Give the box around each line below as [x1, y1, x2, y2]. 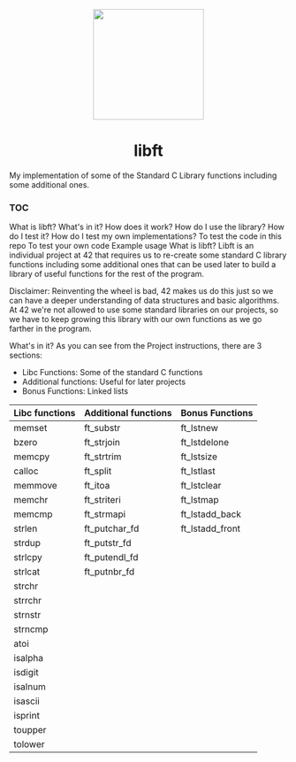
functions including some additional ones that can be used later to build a [9, 259, 277, 270]
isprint [13, 710, 40, 722]
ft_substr [83, 422, 121, 435]
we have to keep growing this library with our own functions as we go [9, 314, 262, 325]
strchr [13, 580, 39, 592]
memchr [13, 494, 49, 506]
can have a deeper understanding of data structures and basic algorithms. [9, 296, 280, 306]
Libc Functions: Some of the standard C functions [21, 367, 203, 378]
